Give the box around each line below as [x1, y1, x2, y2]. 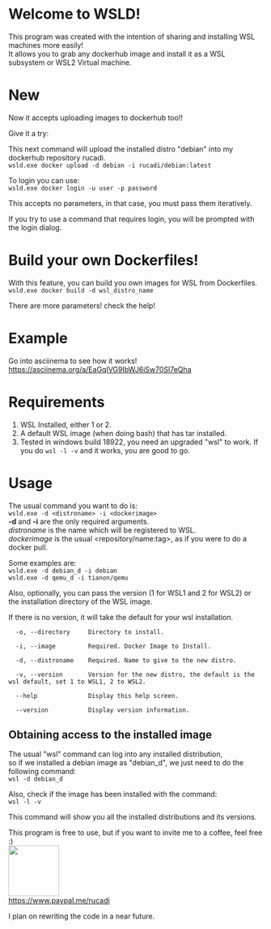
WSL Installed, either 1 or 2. [19, 419, 112, 430]
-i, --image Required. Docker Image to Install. [15, 642, 212, 650]
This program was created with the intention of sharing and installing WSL [8, 32, 256, 41]
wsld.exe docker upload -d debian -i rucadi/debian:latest [8, 161, 212, 169]
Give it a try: [8, 128, 49, 138]
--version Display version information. [15, 706, 190, 714]
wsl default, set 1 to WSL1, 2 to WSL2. [8, 678, 147, 686]
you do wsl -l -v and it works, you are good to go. [19, 445, 190, 455]
